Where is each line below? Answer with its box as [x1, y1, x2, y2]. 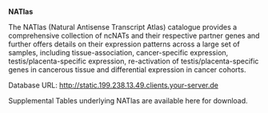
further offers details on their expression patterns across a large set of [8, 39, 240, 49]
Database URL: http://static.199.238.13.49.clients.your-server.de [8, 80, 218, 90]
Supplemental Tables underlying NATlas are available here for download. [8, 96, 248, 105]
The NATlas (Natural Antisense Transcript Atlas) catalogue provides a [8, 22, 238, 31]
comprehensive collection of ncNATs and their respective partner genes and [8, 31, 260, 40]
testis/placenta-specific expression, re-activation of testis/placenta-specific [8, 56, 259, 66]
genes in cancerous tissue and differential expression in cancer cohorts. [8, 65, 246, 75]
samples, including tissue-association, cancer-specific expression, [8, 48, 229, 57]
